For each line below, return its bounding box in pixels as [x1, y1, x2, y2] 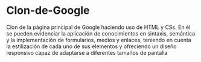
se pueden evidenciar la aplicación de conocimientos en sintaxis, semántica [6, 29, 196, 37]
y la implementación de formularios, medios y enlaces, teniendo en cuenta [6, 36, 191, 43]
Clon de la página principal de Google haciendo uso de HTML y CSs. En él [6, 23, 191, 31]
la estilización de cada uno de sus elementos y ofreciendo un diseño [6, 43, 177, 50]
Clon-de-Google [6, 4, 90, 17]
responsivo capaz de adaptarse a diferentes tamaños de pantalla [6, 49, 168, 56]
